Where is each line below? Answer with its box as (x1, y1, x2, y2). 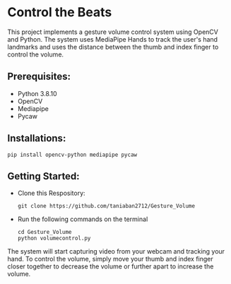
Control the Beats (7, 4, 112, 20)
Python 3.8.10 (17, 89, 58, 97)
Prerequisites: (7, 71, 71, 83)
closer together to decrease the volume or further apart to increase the (7, 262, 214, 271)
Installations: (7, 132, 66, 145)
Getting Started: (7, 170, 80, 182)
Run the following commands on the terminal (17, 215, 148, 223)
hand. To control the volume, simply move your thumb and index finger (7, 255, 213, 264)
